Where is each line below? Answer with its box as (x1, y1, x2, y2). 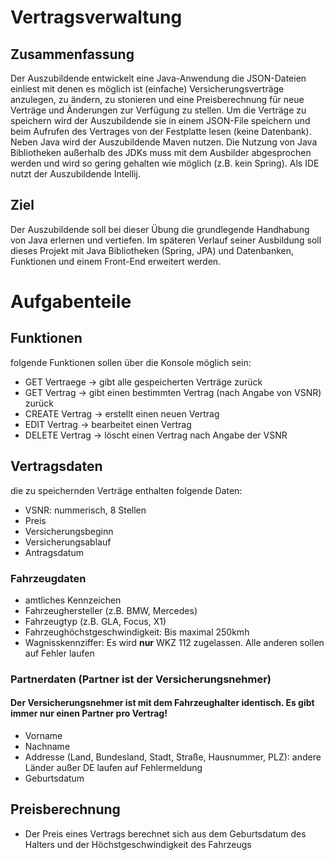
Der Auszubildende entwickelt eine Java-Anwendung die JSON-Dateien (10, 72, 307, 84)
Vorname (24, 730, 63, 742)
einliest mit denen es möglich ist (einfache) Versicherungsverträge (10, 83, 285, 95)
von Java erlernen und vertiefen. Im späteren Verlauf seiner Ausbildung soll (10, 234, 322, 246)
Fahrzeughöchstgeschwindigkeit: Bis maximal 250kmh (24, 626, 250, 638)
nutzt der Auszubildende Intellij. (10, 168, 141, 180)
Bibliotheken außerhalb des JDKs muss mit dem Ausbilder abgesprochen (10, 147, 312, 158)
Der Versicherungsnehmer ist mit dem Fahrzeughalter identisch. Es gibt (10, 697, 315, 709)
